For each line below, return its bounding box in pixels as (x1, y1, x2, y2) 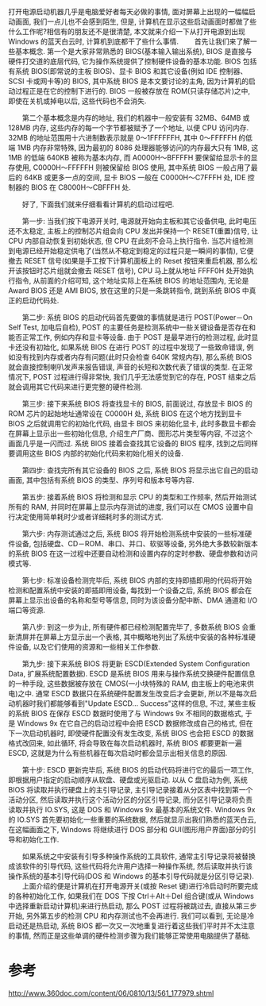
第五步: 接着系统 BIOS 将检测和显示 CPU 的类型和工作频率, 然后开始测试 (21, 492, 256, 502)
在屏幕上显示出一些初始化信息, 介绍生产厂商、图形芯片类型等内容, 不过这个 (8, 429, 253, 438)
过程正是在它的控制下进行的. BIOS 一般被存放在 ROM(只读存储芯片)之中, (14, 87, 251, 95)
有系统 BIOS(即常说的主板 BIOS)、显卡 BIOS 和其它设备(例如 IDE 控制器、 (8, 67, 248, 75)
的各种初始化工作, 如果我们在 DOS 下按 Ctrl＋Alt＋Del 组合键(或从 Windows (8, 892, 254, 900)
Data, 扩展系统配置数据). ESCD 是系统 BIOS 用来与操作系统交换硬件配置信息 (8, 669, 256, 678)
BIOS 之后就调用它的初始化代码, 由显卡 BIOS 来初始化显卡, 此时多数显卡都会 (8, 419, 256, 428)
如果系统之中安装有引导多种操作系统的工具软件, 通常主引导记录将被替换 (21, 852, 256, 861)
